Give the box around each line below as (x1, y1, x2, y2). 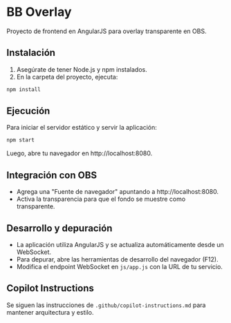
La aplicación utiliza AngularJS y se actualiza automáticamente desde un (16, 240, 224, 248)
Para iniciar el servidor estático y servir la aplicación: (6, 124, 157, 132)
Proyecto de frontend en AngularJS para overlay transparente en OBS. (6, 27, 207, 35)
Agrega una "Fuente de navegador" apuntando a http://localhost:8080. (16, 188, 219, 196)
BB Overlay (6, 4, 72, 20)
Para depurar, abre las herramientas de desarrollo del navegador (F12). (16, 255, 219, 263)
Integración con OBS (6, 169, 98, 181)
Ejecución (6, 105, 50, 117)
